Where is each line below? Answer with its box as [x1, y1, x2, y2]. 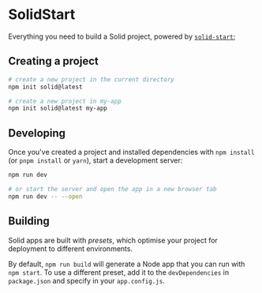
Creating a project [8, 54, 99, 68]
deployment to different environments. [8, 243, 133, 254]
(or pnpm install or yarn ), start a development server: [8, 156, 183, 165]
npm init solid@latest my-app [8, 104, 108, 112]
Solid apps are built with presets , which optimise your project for [8, 235, 219, 245]
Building [8, 215, 50, 228]
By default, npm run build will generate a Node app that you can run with [8, 259, 245, 269]
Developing [8, 126, 65, 140]
